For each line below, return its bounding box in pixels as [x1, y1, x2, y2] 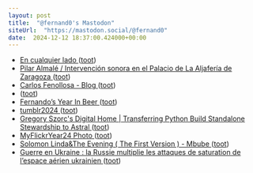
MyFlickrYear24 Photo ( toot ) [19, 131, 113, 141]
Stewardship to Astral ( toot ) [19, 122, 110, 132]
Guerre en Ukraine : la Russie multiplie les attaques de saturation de [19, 148, 241, 157]
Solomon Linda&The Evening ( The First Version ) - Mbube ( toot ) [19, 139, 229, 149]
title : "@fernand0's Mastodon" [8, 19, 115, 27]
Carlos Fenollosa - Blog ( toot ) [19, 81, 116, 90]
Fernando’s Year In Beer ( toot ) [19, 97, 118, 107]
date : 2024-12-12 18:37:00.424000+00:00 [8, 33, 147, 42]
